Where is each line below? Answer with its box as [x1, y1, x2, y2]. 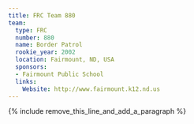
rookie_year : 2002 [15, 48, 76, 56]
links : [15, 77, 37, 85]
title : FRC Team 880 [8, 11, 76, 20]
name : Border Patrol [15, 41, 83, 49]
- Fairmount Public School [15, 70, 104, 78]
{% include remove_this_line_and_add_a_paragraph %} [8, 107, 187, 116]
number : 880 [15, 33, 55, 42]
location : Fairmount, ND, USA [15, 56, 114, 64]
